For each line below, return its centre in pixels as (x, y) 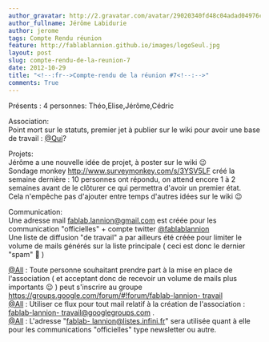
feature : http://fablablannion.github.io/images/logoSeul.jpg (114, 46)
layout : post (30, 53)
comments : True (34, 82)
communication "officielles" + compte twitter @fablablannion (109, 228)
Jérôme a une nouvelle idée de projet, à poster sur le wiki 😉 (107, 162)
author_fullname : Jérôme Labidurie (68, 23)
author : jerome (34, 30)
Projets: (21, 154)
